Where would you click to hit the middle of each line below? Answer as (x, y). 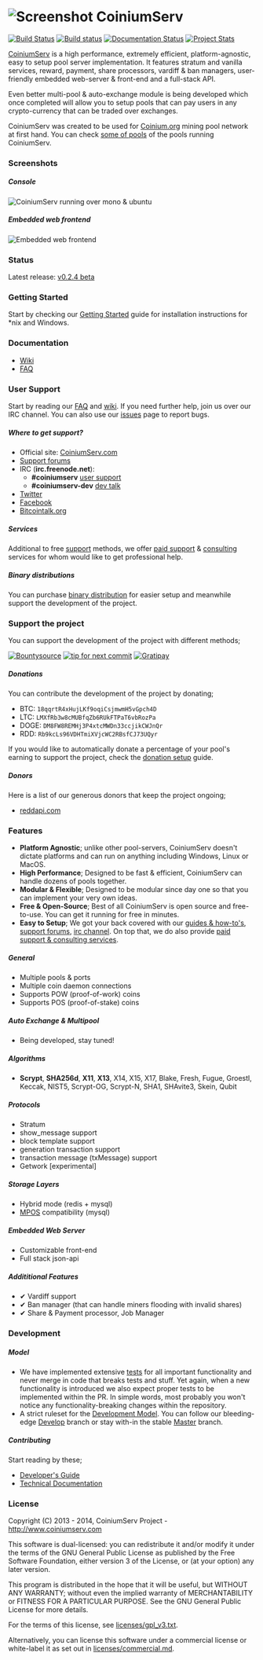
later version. (29, 1570)
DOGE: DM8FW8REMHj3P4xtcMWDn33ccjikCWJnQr (91, 725)
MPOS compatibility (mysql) (65, 1212)
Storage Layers (34, 1184)
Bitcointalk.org (43, 510)
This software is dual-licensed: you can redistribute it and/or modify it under (131, 1544)
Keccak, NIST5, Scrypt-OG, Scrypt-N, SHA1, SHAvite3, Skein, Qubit (128, 1087)
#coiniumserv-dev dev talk (76, 485)
